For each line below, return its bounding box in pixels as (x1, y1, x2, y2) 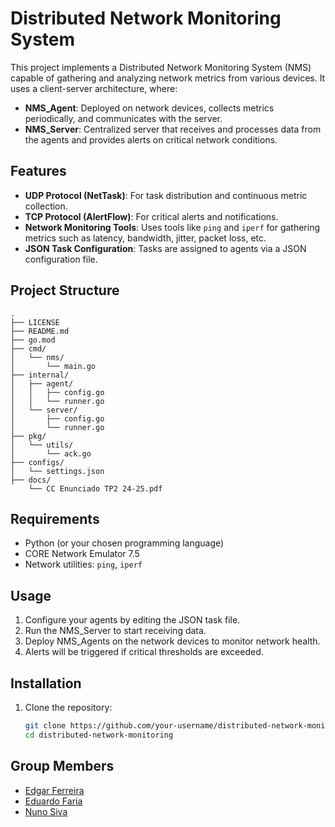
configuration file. (24, 253, 98, 265)
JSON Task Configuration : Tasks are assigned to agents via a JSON (24, 242, 307, 254)
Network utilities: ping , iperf (24, 558, 143, 571)
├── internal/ (10, 370, 70, 380)
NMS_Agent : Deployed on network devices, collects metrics (24, 102, 275, 114)
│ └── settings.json (10, 466, 105, 476)
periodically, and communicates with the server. (24, 112, 223, 124)
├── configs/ (10, 457, 65, 467)
